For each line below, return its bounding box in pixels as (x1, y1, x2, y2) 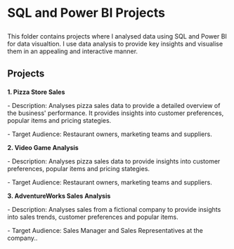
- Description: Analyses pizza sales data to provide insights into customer (7, 156, 221, 166)
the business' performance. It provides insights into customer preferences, (7, 109, 224, 117)
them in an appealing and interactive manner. (7, 47, 138, 55)
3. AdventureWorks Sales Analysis (7, 191, 111, 200)
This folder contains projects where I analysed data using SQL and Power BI (7, 32, 227, 41)
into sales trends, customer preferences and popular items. (7, 213, 178, 221)
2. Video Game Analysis (7, 143, 79, 152)
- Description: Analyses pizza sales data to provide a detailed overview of (7, 101, 221, 109)
